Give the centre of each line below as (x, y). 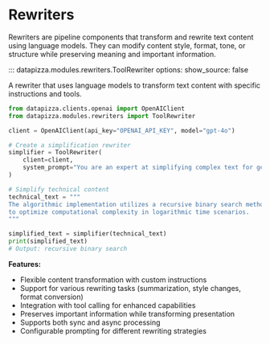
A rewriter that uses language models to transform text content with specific (135, 85)
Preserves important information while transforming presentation (127, 313)
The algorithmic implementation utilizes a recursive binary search (125, 204)
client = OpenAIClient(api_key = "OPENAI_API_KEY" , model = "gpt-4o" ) (122, 130)
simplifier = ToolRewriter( (55, 153)
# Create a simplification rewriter (70, 145)
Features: (25, 264)
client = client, (48, 160)
